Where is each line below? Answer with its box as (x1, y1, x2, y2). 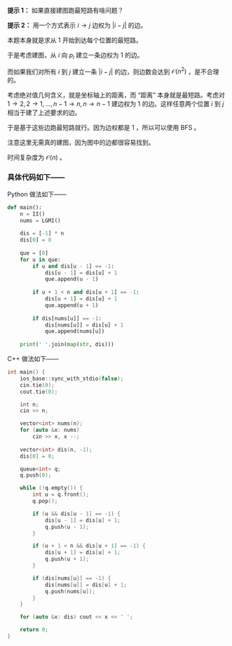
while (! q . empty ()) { (20, 485, 83, 492)
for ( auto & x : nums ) (20, 427, 80, 434)
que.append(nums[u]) (44, 328, 105, 335)
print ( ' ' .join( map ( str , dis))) (20, 341, 114, 348)
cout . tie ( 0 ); (20, 388, 58, 395)
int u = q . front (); (32, 491, 90, 499)
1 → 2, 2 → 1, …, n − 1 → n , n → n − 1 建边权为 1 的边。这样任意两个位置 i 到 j (7, 100, 224, 108)
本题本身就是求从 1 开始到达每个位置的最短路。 (7, 36, 142, 44)
